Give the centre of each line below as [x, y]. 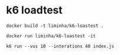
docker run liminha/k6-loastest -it [51, 36]
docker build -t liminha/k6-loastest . [55, 26]
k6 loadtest [34, 10]
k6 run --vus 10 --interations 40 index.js [60, 46]
